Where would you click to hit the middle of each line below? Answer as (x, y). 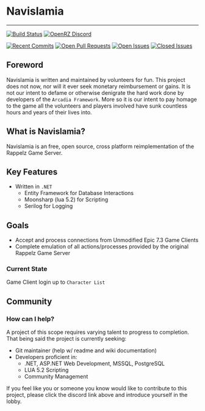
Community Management (56, 377)
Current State (27, 269)
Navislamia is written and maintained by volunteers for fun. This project (96, 80)
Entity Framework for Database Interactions (79, 193)
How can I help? (31, 319)
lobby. (14, 401)
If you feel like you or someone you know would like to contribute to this (97, 388)
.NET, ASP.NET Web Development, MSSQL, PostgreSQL (95, 364)
